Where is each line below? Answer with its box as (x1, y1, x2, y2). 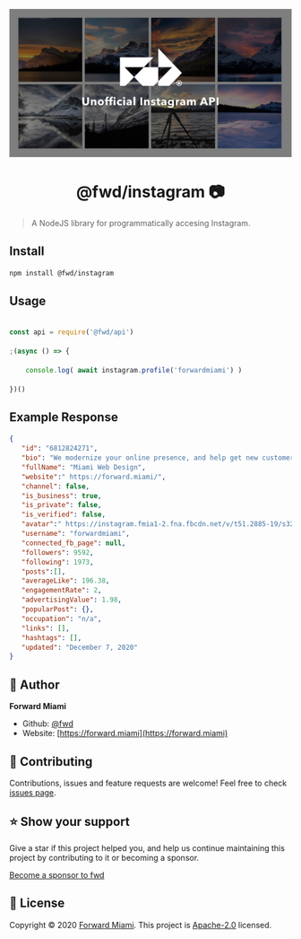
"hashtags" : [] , (21, 633, 82, 642)
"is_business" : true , (21, 491, 102, 500)
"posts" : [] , (21, 566, 66, 576)
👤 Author (9, 677, 60, 692)
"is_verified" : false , (21, 510, 106, 520)
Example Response (9, 409, 118, 425)
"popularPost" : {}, (21, 605, 94, 614)
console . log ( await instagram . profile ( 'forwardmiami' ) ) (25, 365, 243, 374)
